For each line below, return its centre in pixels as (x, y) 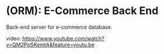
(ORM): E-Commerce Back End (82, 11)
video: (14, 38)
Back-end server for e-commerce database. (59, 27)
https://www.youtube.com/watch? (64, 38)
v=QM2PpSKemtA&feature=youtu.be (50, 45)
